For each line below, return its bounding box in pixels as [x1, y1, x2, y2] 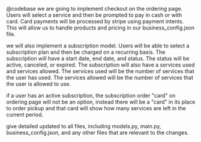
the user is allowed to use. [6, 80, 71, 87]
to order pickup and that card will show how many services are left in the [6, 105, 186, 111]
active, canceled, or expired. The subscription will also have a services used [6, 61, 195, 68]
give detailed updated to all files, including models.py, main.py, [6, 123, 161, 129]
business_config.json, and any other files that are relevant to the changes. [6, 129, 189, 136]
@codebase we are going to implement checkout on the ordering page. [6, 5, 183, 12]
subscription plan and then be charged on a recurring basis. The [6, 49, 166, 56]
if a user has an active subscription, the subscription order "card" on [6, 92, 176, 99]
